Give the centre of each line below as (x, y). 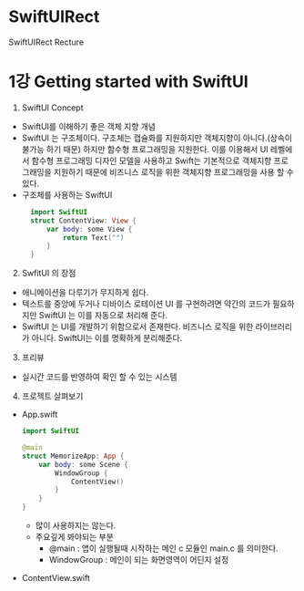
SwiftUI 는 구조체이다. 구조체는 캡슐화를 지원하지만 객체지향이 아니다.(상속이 (157, 138)
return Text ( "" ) (93, 238)
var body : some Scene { (83, 464)
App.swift (40, 415)
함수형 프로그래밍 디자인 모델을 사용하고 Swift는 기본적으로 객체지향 (152, 161)
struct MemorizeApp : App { (73, 456)
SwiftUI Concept (52, 108)
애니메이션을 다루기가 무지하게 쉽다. (85, 293)
